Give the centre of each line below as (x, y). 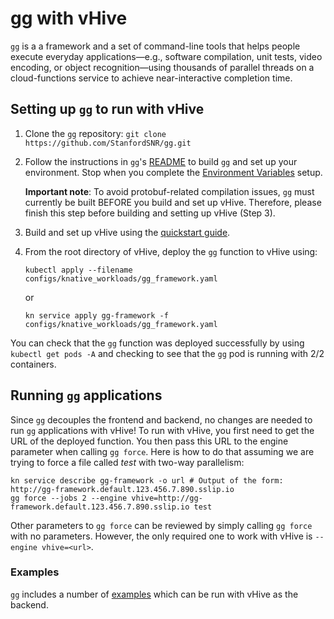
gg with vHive (69, 18)
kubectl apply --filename (78, 270)
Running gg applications (86, 395)
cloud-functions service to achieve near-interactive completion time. (151, 78)
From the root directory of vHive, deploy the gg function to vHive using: (171, 251)
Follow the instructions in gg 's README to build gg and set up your (161, 161)
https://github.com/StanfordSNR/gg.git (108, 143)
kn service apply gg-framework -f (96, 315)
